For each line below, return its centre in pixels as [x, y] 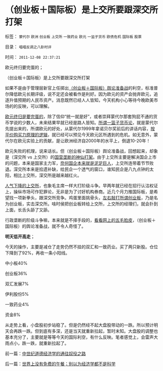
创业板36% [16, 273]
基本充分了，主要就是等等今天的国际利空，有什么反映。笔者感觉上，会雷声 [79, 337]
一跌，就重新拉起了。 [47, 343]
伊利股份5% [17, 294]
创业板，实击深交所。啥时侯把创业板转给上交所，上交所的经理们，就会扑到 [83, 204]
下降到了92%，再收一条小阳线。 [37, 253]
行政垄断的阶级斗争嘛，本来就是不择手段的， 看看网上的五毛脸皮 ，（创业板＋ [81, 220]
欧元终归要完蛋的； [24, 67]
